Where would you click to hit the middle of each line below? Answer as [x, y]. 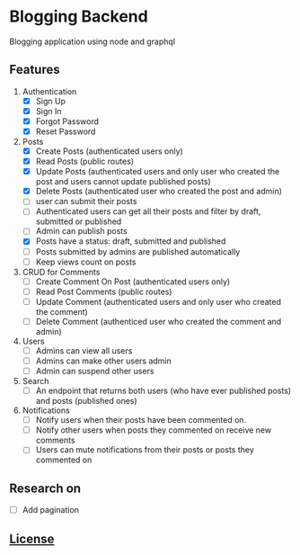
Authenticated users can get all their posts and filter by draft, [148, 211]
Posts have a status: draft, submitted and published [131, 241]
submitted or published [79, 221]
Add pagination [50, 510]
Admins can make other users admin [104, 361]
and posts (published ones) [86, 401]
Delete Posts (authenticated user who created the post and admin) [159, 192]
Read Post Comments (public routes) [104, 291]
